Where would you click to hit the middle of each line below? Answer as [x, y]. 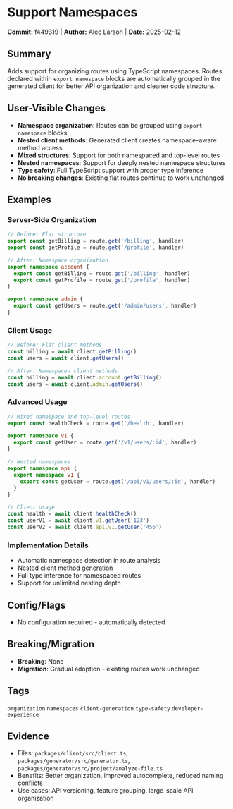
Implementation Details [48, 545]
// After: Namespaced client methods [63, 371]
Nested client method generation [65, 568]
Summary [29, 54]
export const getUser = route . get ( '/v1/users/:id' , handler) [105, 443]
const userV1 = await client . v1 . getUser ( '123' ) [78, 521]
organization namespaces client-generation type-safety [89, 708]
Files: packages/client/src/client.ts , [73, 753]
